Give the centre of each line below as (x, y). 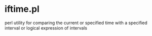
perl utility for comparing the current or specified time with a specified (76, 23)
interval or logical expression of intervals (46, 28)
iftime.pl (22, 9)
